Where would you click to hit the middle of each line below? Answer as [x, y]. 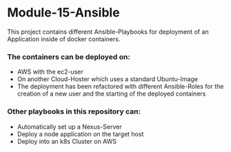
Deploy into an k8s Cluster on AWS [67, 141]
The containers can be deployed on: [69, 56]
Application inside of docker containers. [64, 39]
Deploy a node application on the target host [80, 134]
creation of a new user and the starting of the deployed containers [111, 94]
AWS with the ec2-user [50, 72]
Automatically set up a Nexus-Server [69, 127]
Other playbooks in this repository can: [74, 111]
